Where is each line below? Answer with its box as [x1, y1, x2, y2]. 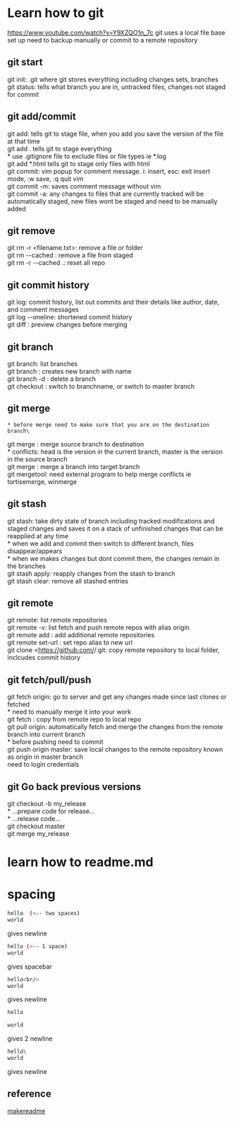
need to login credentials [7, 760, 80, 769]
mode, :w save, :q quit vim [7, 175, 84, 183]
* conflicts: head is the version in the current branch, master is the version [7, 447, 223, 456]
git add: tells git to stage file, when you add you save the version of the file [7, 129, 224, 138]
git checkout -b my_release [7, 800, 87, 808]
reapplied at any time [7, 531, 69, 540]
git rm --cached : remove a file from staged [7, 251, 134, 259]
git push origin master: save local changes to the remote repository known [7, 745, 223, 754]
